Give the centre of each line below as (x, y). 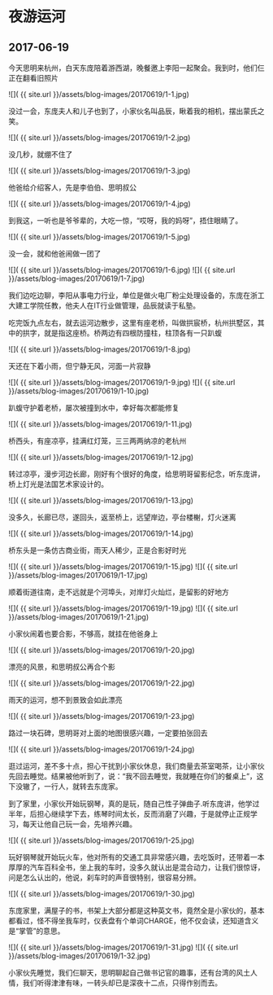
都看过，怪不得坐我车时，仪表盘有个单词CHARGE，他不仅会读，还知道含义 (134, 920)
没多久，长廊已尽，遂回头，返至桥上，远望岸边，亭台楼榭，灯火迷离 (122, 517)
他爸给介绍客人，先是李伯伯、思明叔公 (72, 187)
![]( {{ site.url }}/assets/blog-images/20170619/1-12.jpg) (101, 457)
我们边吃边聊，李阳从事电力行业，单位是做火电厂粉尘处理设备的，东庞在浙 (133, 295)
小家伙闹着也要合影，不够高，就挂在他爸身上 (83, 633)
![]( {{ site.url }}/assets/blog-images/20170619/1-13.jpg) (101, 500)
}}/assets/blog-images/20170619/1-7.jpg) (77, 278)
